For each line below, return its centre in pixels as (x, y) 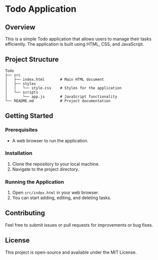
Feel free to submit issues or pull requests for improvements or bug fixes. (79, 225)
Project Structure (32, 60)
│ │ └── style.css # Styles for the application (63, 88)
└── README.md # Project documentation (58, 101)
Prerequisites (21, 130)
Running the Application (35, 182)
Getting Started (29, 116)
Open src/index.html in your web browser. (55, 193)
